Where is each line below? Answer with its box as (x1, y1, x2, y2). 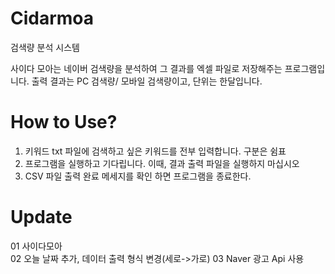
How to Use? (10, 111, 118, 134)
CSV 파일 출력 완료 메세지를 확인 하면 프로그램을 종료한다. (24, 170, 252, 182)
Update (10, 206, 73, 229)
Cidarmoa (10, 7, 95, 30)
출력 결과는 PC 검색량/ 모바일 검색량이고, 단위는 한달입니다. (31, 75, 263, 87)
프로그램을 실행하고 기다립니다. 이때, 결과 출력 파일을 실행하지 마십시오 (24, 157, 300, 169)
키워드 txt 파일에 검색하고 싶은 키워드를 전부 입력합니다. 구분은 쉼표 (24, 145, 287, 157)
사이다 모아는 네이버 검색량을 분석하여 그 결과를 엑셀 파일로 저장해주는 (10, 62, 283, 74)
